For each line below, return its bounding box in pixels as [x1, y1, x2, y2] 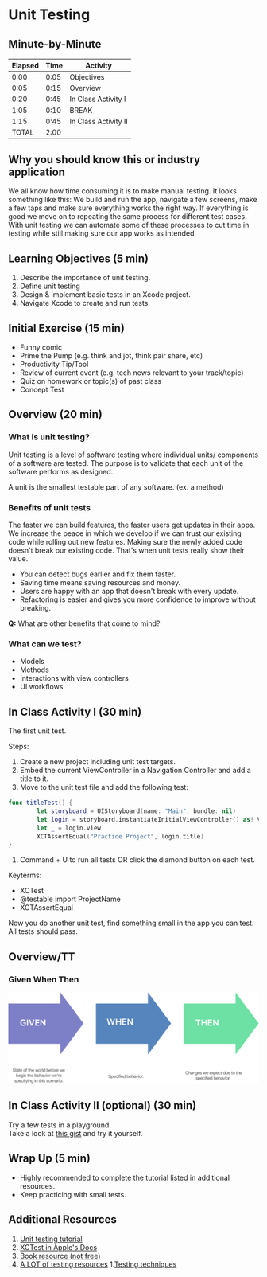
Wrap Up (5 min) [8, 1152, 91, 1166]
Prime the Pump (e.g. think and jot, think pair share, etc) [19, 350, 203, 360]
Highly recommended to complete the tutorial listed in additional [19, 1173, 230, 1182]
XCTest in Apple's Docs [19, 1242, 98, 1252]
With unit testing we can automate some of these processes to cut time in [8, 221, 250, 230]
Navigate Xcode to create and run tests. [19, 299, 151, 308]
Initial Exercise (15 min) [8, 321, 126, 335]
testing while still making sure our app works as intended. [8, 228, 197, 238]
